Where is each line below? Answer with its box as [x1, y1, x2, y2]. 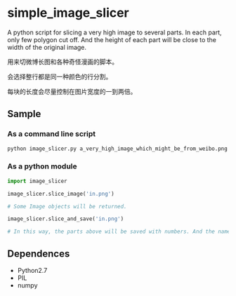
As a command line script [7, 129, 96, 139]
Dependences [7, 248, 70, 260]
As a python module [7, 161, 77, 171]
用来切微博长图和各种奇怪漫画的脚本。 [7, 58, 118, 66]
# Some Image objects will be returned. [7, 203, 128, 210]
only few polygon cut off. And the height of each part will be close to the [7, 35, 216, 43]
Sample [7, 108, 41, 120]
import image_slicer [7, 177, 68, 184]
